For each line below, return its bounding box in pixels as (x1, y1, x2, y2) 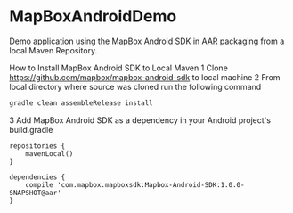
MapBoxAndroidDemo (9, 6, 177, 27)
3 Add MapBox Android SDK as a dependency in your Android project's (9, 114, 272, 126)
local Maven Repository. (9, 45, 98, 55)
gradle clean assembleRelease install (9, 98, 153, 108)
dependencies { (9, 172, 66, 182)
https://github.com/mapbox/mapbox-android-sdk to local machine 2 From (9, 71, 281, 82)
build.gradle (9, 124, 53, 135)
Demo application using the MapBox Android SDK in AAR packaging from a (9, 36, 285, 46)
